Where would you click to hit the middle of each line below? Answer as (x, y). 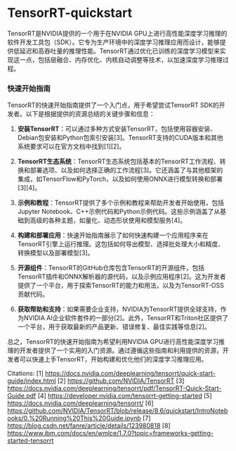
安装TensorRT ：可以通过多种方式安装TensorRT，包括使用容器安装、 (117, 129)
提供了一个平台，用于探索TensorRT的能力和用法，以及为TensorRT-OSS (121, 286)
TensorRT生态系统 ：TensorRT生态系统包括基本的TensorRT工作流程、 (118, 161)
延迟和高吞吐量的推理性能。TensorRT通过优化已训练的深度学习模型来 (119, 51)
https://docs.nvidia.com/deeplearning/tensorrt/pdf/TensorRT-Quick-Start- (114, 388)
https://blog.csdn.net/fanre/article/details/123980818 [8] (89, 426)
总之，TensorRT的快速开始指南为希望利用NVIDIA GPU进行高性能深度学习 (113, 342)
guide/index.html (32, 381)
